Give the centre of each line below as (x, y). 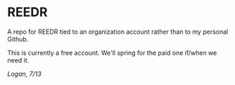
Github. (18, 39)
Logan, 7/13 (25, 74)
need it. (18, 60)
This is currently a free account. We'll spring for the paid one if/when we (112, 53)
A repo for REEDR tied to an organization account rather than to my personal (118, 32)
